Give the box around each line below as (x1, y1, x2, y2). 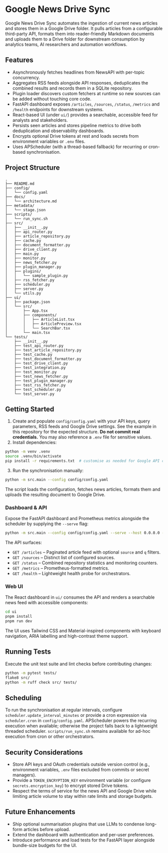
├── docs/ (5, 194, 26, 199)
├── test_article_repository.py (14, 347, 81, 352)
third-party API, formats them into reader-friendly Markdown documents (5, 31, 154, 37)
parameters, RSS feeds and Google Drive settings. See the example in (12, 423, 156, 430)
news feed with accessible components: (5, 600, 88, 606)
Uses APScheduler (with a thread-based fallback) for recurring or (12, 144, 147, 150)
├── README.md (5, 181, 35, 186)
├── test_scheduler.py (14, 387, 61, 392)
